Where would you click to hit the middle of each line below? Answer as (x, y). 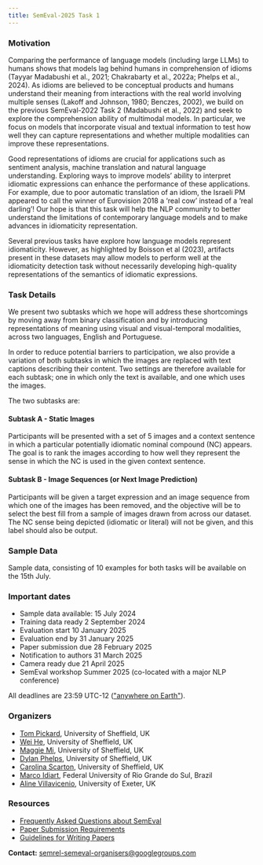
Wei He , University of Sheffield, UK (76, 742)
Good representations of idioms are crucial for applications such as (117, 159)
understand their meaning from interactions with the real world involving (125, 93)
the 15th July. (29, 576)
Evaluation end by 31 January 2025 (77, 639)
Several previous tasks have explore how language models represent (120, 241)
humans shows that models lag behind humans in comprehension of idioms (130, 68)
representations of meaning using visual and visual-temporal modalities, (125, 329)
